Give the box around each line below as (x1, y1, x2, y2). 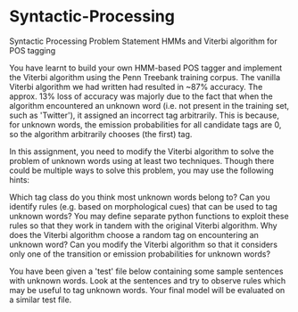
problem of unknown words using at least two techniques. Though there (9, 155, 275, 166)
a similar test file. (9, 294, 72, 305)
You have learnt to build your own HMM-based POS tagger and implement (9, 62, 283, 73)
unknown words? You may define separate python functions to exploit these (9, 210, 289, 221)
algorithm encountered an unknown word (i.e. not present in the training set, (9, 100, 290, 111)
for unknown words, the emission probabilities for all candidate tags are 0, (9, 119, 282, 130)
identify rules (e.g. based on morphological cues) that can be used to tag (9, 201, 278, 211)
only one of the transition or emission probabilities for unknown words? (9, 248, 270, 259)
